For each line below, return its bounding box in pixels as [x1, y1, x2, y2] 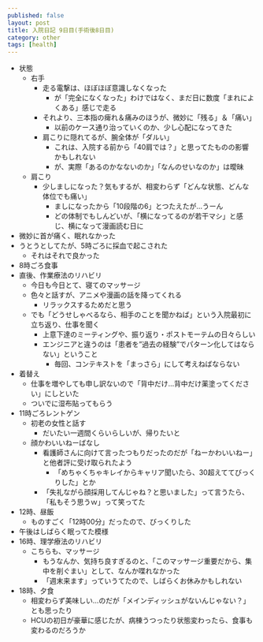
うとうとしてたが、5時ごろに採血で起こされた [18, 241, 169, 251]
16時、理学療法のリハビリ [18, 537, 103, 547]
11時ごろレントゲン [18, 409, 80, 418]
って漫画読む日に [88, 222, 144, 231]
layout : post [7, 19, 50, 27]
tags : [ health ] [7, 41, 57, 49]
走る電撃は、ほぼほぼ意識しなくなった [42, 84, 167, 93]
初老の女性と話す [30, 419, 87, 428]
